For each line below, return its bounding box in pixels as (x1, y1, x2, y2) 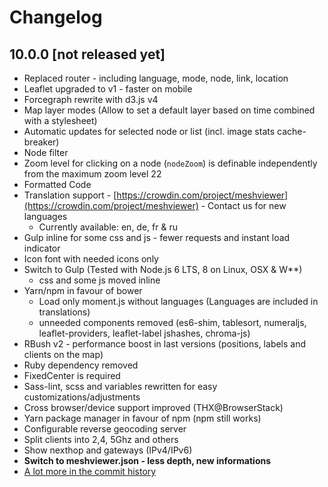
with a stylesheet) (23, 115, 98, 126)
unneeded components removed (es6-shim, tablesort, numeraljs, (38, 317, 307, 328)
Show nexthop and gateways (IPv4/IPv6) (23, 444, 193, 456)
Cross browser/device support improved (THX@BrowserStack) (23, 402, 284, 413)
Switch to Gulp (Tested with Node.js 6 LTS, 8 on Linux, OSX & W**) (23, 264, 303, 275)
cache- (277, 126, 307, 137)
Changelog (9, 6, 103, 29)
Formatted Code (23, 179, 92, 190)
